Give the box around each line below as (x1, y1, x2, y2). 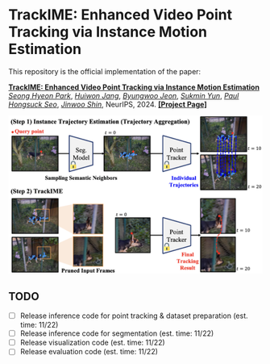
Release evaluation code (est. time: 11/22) (19, 347, 159, 357)
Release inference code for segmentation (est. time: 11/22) (19, 328, 214, 338)
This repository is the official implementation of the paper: (8, 66, 201, 76)
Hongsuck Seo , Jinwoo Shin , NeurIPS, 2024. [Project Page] (8, 99, 207, 109)
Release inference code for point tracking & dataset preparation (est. (19, 311, 248, 320)
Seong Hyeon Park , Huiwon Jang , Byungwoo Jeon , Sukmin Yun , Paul (8, 90, 239, 100)
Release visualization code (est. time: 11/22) (19, 337, 165, 348)
